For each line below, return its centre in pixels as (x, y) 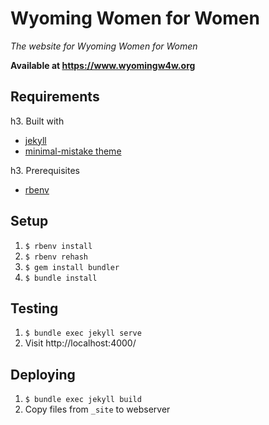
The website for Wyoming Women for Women (104, 46)
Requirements (55, 97)
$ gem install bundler (72, 267)
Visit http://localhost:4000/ (80, 343)
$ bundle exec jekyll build (83, 400)
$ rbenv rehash (56, 257)
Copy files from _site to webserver (97, 409)
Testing (34, 308)
